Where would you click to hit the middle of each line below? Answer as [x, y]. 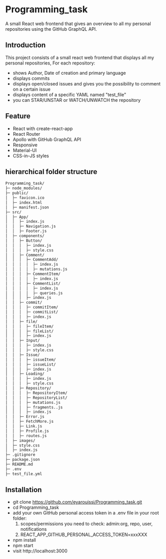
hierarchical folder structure [51, 172]
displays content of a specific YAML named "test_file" [69, 94]
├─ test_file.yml [24, 474]
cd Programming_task [36, 507]
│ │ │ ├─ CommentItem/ [33, 274]
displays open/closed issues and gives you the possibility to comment [87, 83]
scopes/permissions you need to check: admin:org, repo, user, [86, 524]
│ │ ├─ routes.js [26, 436]
